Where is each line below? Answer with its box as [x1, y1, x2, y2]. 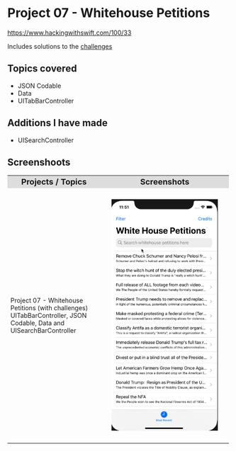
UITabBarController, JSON [10, 311, 87, 319]
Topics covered [7, 62, 77, 75]
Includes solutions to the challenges [7, 42, 113, 50]
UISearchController [17, 136, 74, 144]
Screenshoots [7, 156, 71, 168]
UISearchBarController [10, 326, 77, 334]
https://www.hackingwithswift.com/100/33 [7, 28, 132, 37]
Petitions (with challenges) [10, 303, 89, 312]
